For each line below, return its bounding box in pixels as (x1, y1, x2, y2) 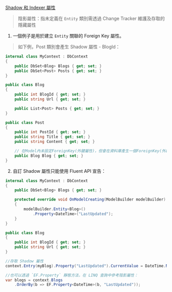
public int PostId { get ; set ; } (14, 130, 86, 135)
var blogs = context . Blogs (5, 277, 63, 283)
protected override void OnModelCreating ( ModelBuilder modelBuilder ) (14, 197, 166, 202)
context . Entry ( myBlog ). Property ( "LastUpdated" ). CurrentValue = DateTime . (5, 263, 166, 268)
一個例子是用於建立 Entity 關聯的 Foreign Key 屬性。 (12, 33, 124, 39)
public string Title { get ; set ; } (14, 134, 91, 140)
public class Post (5, 120, 45, 125)
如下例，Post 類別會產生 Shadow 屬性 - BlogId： (17, 44, 120, 50)
